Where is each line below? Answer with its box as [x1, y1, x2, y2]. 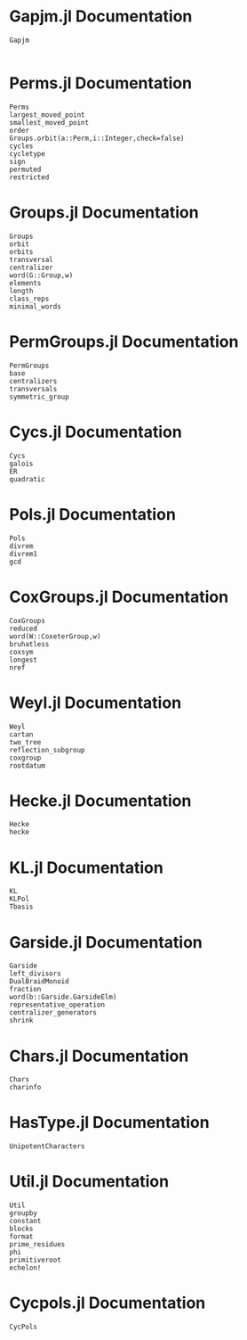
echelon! [9, 1263, 42, 1272]
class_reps [9, 294, 50, 303]
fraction [9, 985, 42, 994]
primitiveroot [9, 1255, 62, 1265]
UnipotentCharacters [9, 1142, 86, 1151]
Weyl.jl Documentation [9, 693, 182, 712]
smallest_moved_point [9, 118, 90, 127]
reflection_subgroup [9, 745, 86, 754]
